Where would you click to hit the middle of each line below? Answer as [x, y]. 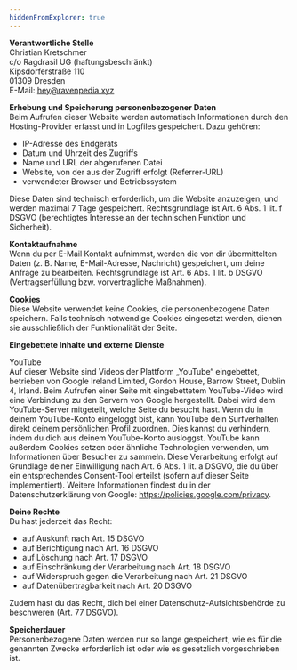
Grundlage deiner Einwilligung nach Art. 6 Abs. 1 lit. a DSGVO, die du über [144, 466]
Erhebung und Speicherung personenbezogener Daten [112, 107]
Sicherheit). [30, 227]
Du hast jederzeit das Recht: [61, 521]
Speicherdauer [37, 629]
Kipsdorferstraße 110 [47, 71]
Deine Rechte [35, 512]
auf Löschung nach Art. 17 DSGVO [85, 557]
